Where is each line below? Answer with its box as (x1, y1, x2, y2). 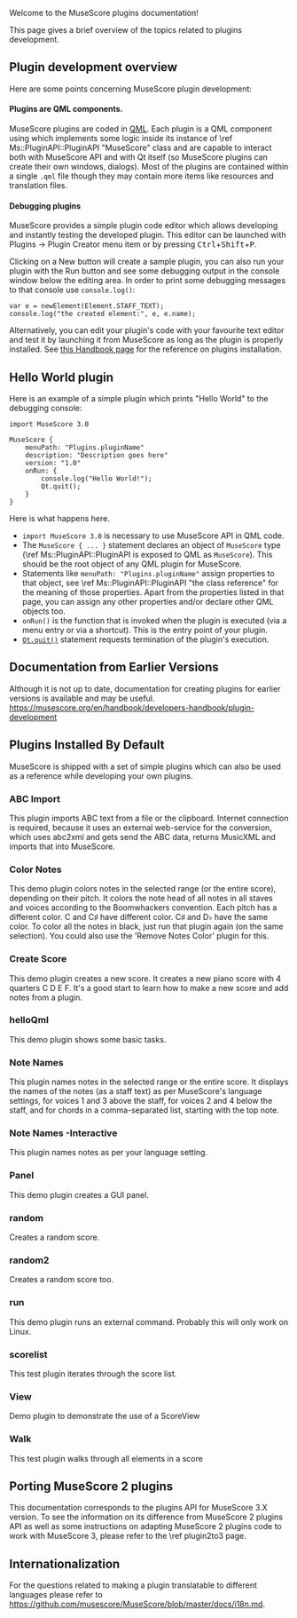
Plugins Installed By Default (9, 737, 166, 753)
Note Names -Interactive (9, 1127, 118, 1139)
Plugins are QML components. (9, 104, 123, 115)
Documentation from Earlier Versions (9, 660, 219, 675)
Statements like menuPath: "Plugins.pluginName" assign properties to (21, 568, 275, 579)
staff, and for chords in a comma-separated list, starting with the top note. (9, 1105, 279, 1115)
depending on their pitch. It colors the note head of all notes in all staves (9, 892, 273, 904)
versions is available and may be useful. (9, 693, 155, 703)
